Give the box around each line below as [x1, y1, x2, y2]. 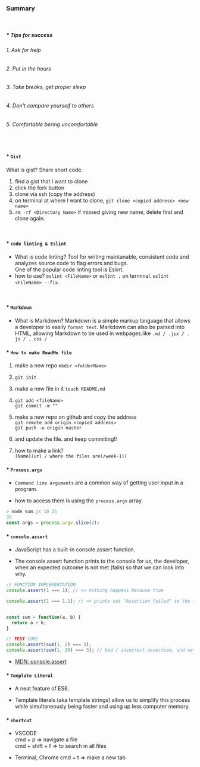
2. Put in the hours [6, 65, 52, 72]
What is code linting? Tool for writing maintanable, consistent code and [14, 253, 189, 260]
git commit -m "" [14, 403, 58, 409]
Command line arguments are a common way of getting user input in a [14, 479, 183, 486]
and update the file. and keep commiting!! [14, 435, 117, 443]
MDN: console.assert [14, 658, 67, 665]
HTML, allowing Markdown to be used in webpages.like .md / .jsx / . [14, 330, 190, 337]
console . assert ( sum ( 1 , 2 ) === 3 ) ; [6, 642, 92, 648]
